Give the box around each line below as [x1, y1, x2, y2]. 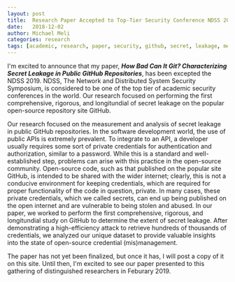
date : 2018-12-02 [7, 23, 64, 30]
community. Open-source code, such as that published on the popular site [7, 165, 222, 172]
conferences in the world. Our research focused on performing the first [7, 91, 213, 100]
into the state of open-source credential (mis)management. [7, 239, 178, 246]
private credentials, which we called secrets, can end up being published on [7, 194, 227, 202]
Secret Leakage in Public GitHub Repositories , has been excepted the [7, 69, 212, 77]
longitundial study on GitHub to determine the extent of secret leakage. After [7, 216, 228, 224]
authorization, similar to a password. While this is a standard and [7, 149, 194, 158]
